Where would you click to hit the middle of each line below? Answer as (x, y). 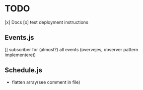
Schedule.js (24, 70)
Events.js (19, 38)
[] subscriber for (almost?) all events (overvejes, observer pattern (71, 49)
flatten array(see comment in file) (46, 82)
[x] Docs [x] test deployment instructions (47, 22)
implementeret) (20, 55)
